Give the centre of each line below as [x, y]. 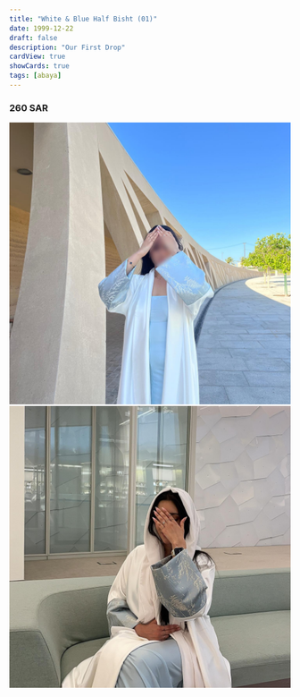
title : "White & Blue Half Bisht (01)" [83, 19]
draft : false [33, 38]
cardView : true [37, 57]
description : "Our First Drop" [67, 47]
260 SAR [29, 107]
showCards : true [39, 66]
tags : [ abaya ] [36, 76]
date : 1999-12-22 [42, 28]
